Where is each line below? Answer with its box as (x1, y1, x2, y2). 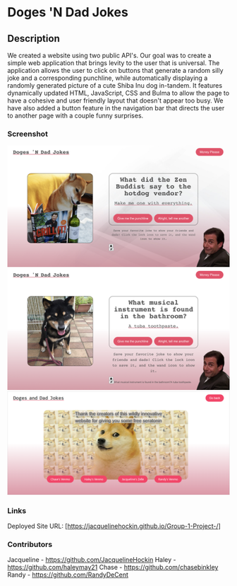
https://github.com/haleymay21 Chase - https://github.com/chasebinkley (7, 563, 219, 572)
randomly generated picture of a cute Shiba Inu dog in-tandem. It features (7, 81, 223, 89)
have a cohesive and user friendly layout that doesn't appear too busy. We (7, 96, 224, 105)
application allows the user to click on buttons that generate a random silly (7, 67, 224, 74)
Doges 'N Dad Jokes (7, 4, 128, 21)
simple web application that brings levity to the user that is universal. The (7, 59, 220, 67)
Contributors (7, 539, 53, 549)
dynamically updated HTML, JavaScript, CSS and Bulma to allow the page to (7, 89, 230, 97)
